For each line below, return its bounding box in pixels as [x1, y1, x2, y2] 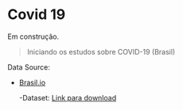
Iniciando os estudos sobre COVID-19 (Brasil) [26, 47, 176, 56]
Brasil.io [18, 78, 46, 87]
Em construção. [7, 32, 60, 41]
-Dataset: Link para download [18, 93, 117, 102]
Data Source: [7, 62, 51, 72]
